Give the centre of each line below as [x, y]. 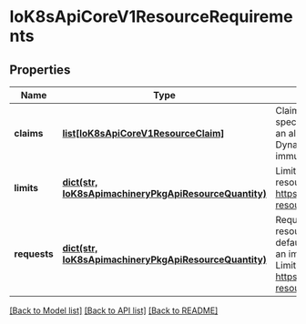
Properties [40, 70]
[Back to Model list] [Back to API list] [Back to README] [114, 310]
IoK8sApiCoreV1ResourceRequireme [151, 17]
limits [26, 188]
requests [34, 254]
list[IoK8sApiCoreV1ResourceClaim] [143, 133]
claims [29, 133]
